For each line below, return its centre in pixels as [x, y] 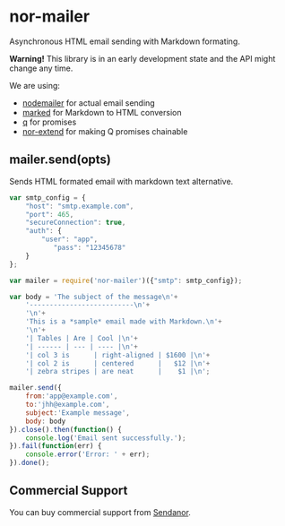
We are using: [35, 85]
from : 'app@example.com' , [72, 396]
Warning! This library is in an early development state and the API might [142, 58]
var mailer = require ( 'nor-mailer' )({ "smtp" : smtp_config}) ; [126, 280]
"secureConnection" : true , [76, 223]
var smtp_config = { [48, 198]
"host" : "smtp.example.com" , [80, 206]
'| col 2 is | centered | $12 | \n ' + [118, 363]
